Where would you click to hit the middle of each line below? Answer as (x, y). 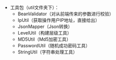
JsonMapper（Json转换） (45, 26)
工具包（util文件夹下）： (35, 7)
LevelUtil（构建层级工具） (45, 33)
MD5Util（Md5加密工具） (44, 39)
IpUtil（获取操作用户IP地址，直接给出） (59, 20)
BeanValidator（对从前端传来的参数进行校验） (66, 14)
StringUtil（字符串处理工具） (48, 52)
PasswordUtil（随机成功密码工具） (54, 46)
